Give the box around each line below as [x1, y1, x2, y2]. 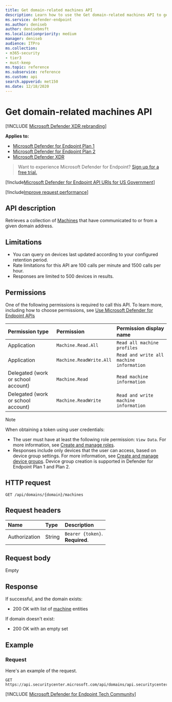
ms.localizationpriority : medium [5, 31, 77, 36]
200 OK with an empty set [12, 626, 68, 632]
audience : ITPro [5, 41, 40, 46]
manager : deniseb [5, 36, 42, 42]
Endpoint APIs [5, 313, 35, 319]
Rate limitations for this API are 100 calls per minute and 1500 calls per [12, 262, 161, 268]
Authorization [8, 533, 40, 540]
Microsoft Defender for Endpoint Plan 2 [12, 148, 96, 154]
